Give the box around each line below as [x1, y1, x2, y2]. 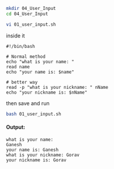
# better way [6, 79, 38, 85]
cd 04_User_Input [6, 11, 49, 17]
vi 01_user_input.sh [6, 21, 57, 27]
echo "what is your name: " [6, 58, 75, 64]
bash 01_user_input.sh [6, 111, 61, 117]
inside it [6, 32, 25, 39]
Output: [6, 123, 25, 131]
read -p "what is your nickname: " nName [6, 84, 109, 90]
